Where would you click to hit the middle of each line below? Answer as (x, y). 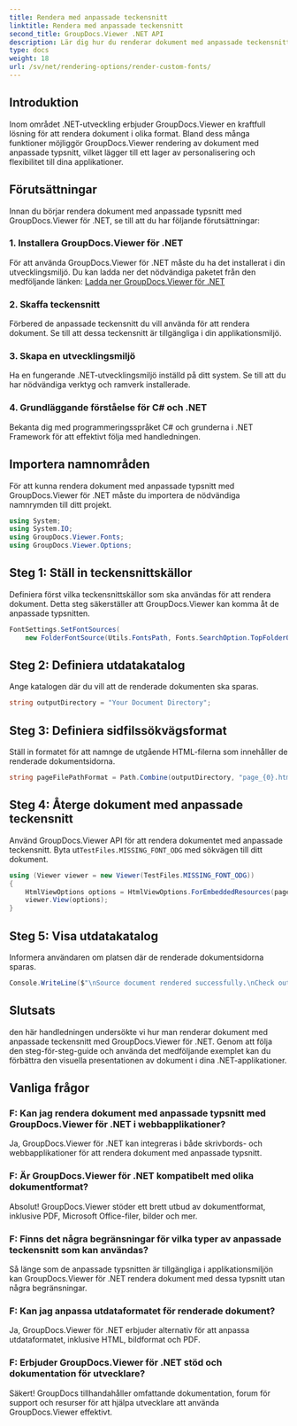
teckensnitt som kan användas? (79, 1250)
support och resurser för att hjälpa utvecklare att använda (114, 1402)
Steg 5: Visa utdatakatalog (84, 936)
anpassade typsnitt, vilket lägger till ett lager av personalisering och (133, 152)
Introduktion (44, 103)
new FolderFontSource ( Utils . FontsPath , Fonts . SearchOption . (138, 638)
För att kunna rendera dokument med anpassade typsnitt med (122, 486)
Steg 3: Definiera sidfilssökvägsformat (118, 731)
